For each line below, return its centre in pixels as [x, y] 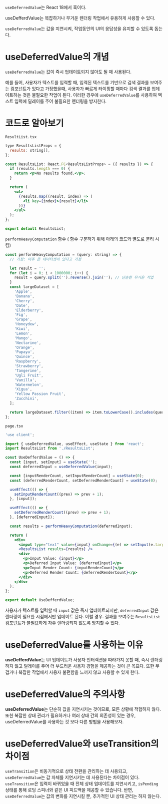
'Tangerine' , [28, 370]
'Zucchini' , [26, 399]
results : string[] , [30, 150]
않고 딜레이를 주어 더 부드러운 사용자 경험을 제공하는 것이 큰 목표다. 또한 [84, 666]
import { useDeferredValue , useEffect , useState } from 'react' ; [74, 444]
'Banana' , [24, 296]
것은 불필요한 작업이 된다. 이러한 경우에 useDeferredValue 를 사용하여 [89, 95]
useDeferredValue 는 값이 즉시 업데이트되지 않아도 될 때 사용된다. [68, 72]
